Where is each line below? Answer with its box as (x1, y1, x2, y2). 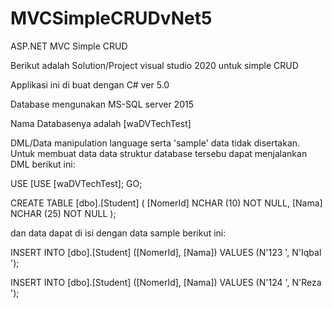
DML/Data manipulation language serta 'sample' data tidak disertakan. (10, 137, 301, 149)
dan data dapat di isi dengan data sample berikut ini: (10, 227, 227, 239)
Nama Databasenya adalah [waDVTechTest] (10, 117, 192, 129)
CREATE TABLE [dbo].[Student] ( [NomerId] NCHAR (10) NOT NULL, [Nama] (10, 197, 323, 209)
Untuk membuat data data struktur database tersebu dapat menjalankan (10, 147, 308, 159)
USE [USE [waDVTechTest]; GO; (10, 177, 143, 189)
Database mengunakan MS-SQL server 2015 (10, 98, 194, 110)
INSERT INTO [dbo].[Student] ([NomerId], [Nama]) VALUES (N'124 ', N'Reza (10, 276, 322, 288)
